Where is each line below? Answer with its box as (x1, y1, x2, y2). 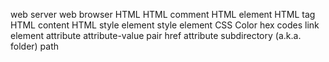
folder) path (10, 40, 60, 52)
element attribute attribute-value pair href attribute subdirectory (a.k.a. (10, 30, 302, 41)
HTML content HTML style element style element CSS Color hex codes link (10, 19, 320, 31)
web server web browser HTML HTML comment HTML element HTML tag (10, 9, 316, 20)
